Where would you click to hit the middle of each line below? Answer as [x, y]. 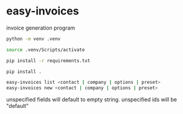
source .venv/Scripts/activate [46, 49]
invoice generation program [41, 28]
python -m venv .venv [34, 39]
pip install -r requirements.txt [48, 61]
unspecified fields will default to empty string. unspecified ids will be [91, 100]
